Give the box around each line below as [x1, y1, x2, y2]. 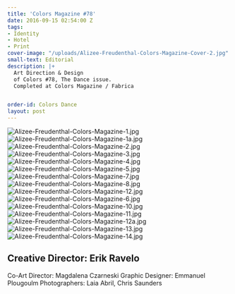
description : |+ [7, 63, 55, 70]
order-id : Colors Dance [7, 102, 78, 109]
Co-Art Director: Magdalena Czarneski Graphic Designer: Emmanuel [7, 271, 206, 279]
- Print [7, 43, 30, 50]
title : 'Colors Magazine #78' [7, 10, 97, 18]
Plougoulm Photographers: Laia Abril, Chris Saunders [7, 278, 162, 287]
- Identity [7, 30, 40, 37]
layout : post [7, 108, 46, 115]
